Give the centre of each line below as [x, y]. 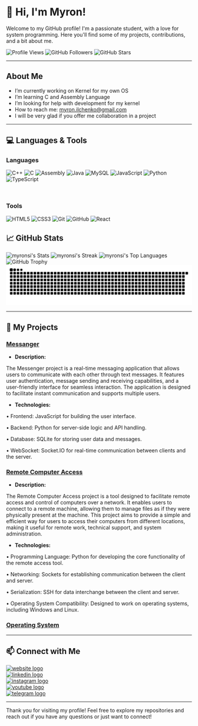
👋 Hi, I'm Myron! [46, 12]
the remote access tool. [35, 563]
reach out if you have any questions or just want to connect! [79, 717]
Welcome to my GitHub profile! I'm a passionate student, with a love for [93, 28]
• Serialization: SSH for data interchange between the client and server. [93, 592]
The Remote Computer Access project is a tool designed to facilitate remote [98, 496]
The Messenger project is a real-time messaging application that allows [93, 368]
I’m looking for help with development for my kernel [77, 103]
